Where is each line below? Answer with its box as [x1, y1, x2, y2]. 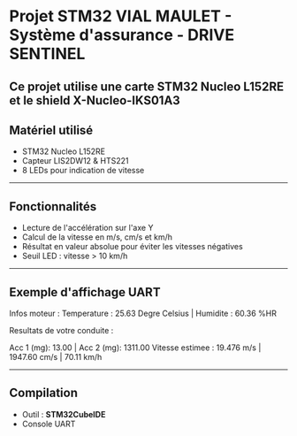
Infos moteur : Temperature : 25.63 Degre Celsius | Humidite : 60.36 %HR [9, 308, 277, 319]
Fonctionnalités [9, 199, 97, 214]
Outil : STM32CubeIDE [21, 409, 106, 419]
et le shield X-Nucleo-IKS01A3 [9, 93, 181, 108]
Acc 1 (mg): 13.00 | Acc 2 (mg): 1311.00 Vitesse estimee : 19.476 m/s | [9, 342, 262, 353]
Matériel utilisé [9, 122, 94, 138]
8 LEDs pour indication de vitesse [21, 165, 145, 176]
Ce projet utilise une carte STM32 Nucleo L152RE [9, 79, 285, 94]
